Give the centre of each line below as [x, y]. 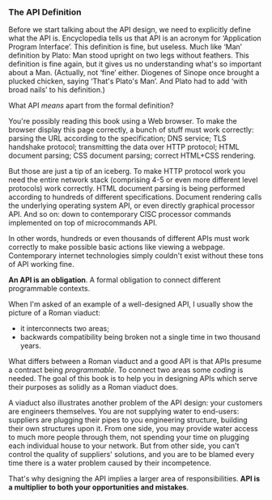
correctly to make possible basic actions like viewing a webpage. [117, 247]
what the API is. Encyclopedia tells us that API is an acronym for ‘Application [135, 38]
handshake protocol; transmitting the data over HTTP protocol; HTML [124, 147]
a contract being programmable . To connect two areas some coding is [126, 370]
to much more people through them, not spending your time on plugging [129, 437]
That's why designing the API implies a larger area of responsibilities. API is [134, 479]
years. [31, 345]
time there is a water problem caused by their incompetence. [110, 463]
